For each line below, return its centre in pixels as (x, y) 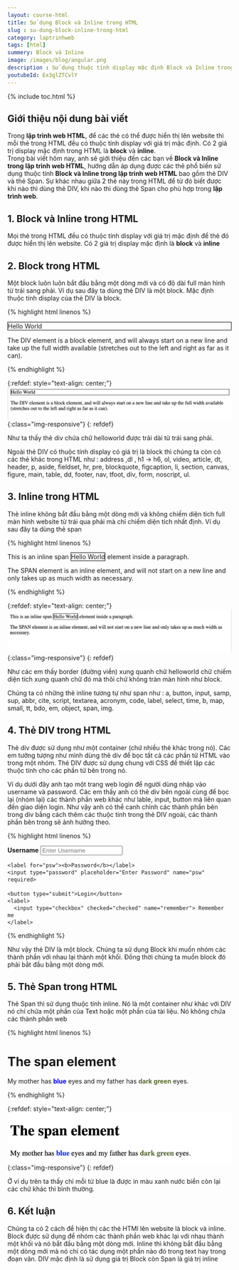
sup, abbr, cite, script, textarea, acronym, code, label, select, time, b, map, (116, 700)
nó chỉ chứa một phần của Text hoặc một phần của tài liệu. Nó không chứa (117, 1011)
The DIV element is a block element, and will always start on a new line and (117, 340)
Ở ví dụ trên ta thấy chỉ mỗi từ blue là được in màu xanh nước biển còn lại (114, 1181)
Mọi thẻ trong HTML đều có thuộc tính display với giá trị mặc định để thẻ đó (118, 236)
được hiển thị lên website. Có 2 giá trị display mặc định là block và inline (114, 244)
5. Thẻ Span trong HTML (62, 987)
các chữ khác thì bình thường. (51, 1189)
